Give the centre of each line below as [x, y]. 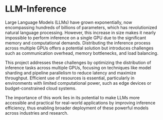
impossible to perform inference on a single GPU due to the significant [76, 38]
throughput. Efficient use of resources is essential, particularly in [70, 78]
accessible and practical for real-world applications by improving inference [80, 103]
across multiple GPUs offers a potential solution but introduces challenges [79, 48]
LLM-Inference [36, 9]
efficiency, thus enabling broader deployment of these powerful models [77, 108]
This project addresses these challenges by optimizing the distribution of [78, 62]
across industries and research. [37, 113]
